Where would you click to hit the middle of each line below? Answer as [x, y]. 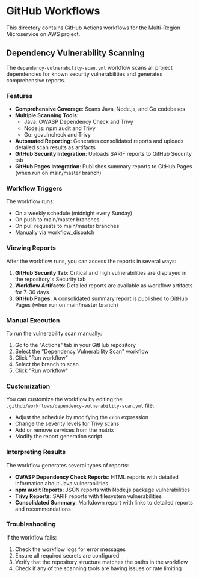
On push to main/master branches [57, 220]
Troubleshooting [31, 524]
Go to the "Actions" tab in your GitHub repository [75, 345]
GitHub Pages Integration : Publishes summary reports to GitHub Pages [103, 167]
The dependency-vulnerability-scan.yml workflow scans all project [90, 67]
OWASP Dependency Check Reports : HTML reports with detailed [96, 477]
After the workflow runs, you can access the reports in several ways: [91, 261]
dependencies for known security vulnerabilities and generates [84, 74]
